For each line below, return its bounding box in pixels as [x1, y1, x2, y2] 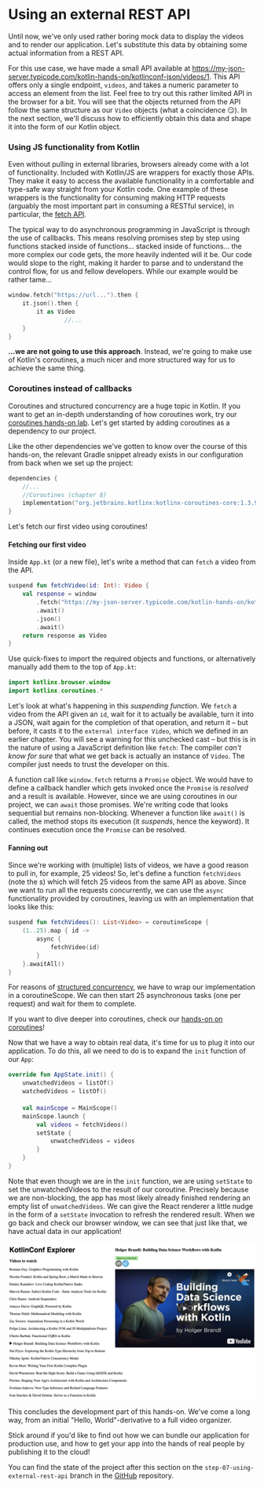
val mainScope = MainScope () [22, 1103, 118, 1112]
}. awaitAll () [22, 959, 65, 968]
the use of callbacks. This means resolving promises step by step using [8, 234, 240, 243]
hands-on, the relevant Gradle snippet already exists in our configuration [8, 450, 244, 459]
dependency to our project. [8, 426, 97, 436]
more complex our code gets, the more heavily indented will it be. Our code [8, 250, 253, 260]
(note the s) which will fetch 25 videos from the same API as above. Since [8, 877, 247, 886]
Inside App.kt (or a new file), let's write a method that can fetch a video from [8, 557, 256, 567]
